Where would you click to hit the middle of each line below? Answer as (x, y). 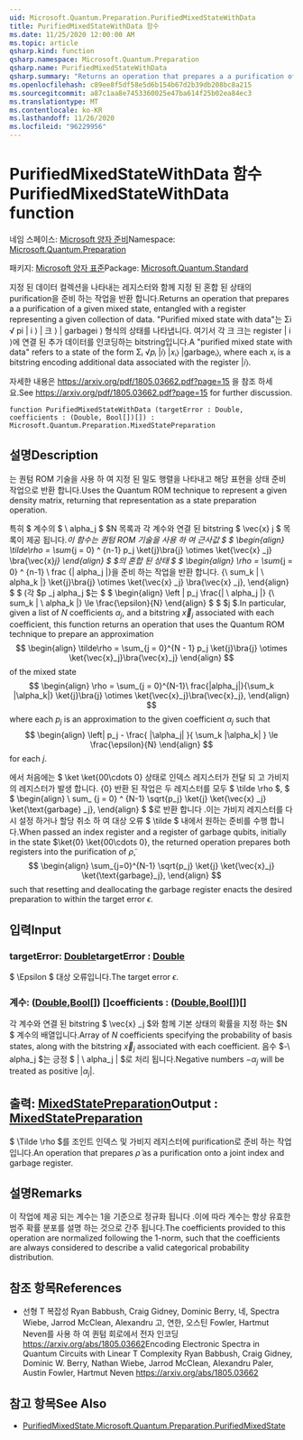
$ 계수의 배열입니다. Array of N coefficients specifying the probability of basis (151, 1035)
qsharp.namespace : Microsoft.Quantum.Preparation (105, 60)
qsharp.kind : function (52, 51)
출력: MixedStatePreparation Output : (114, 1104)
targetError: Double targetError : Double (97, 955)
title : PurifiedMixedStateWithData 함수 (84, 26)
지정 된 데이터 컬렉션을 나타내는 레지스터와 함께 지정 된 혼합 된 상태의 (131, 287)
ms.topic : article (44, 43)
